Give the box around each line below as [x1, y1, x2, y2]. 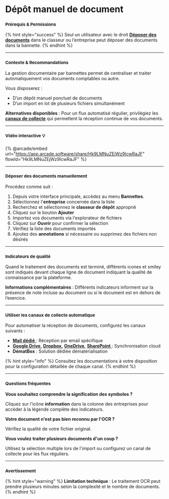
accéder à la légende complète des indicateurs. [5, 406, 104, 412]
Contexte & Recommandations [5, 60, 69, 66]
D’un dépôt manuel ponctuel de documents [12, 95, 102, 101]
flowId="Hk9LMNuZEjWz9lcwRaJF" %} [5, 156, 87, 162]
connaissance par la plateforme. [5, 274, 72, 281]
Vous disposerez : [5, 85, 43, 91]
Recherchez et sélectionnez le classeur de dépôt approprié [12, 204, 136, 210]
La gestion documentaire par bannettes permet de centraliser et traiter [5, 70, 152, 76]
